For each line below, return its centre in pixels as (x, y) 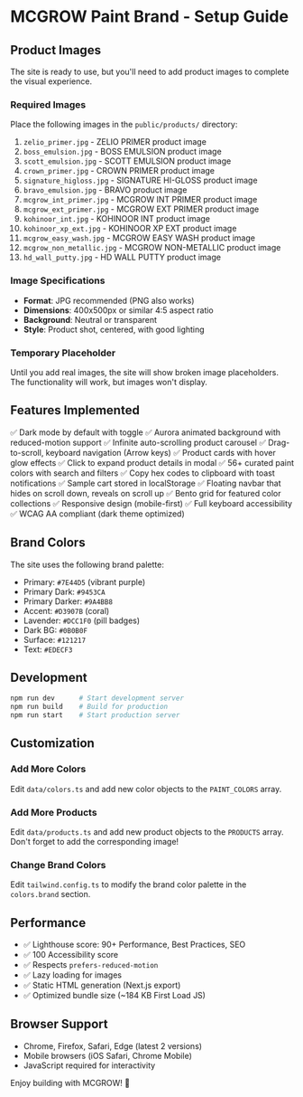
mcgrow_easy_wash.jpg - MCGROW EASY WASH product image (139, 238)
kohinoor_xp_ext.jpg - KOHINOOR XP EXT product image (130, 229)
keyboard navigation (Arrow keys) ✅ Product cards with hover (161, 452)
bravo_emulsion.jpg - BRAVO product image (105, 190)
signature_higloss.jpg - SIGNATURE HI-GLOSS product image (140, 180)
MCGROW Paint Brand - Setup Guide (150, 17)
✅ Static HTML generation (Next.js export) (102, 985)
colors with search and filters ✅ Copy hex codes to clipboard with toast (142, 473)
